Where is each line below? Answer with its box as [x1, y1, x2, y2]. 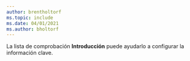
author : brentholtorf [6, 9, 62, 15]
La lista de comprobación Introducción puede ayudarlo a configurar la [6, 43, 184, 50]
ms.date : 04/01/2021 [6, 20, 59, 26]
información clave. [6, 49, 53, 57]
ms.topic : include [6, 15, 53, 21]
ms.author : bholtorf [6, 26, 59, 32]
